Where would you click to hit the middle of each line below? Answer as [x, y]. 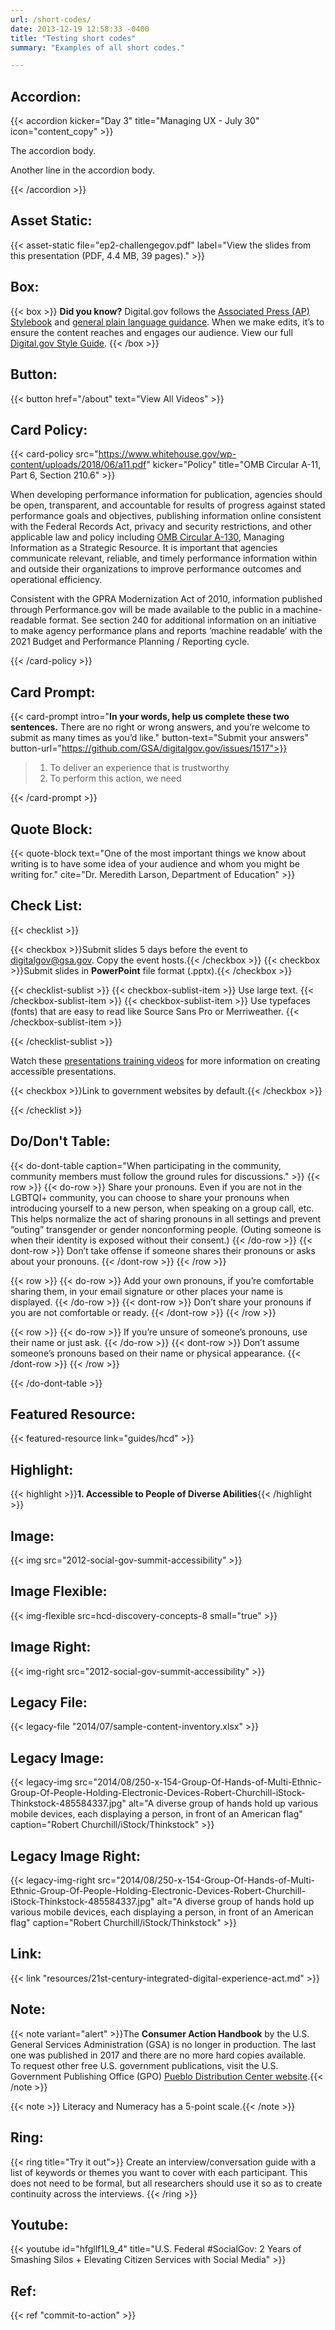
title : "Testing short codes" [73, 38]
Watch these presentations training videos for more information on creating [165, 1060]
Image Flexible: [59, 1591]
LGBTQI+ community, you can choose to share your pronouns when [150, 1197]
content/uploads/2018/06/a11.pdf [78, 465]
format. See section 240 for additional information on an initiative [182, 620]
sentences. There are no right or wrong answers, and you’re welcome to [160, 727]
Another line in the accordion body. [83, 170]
